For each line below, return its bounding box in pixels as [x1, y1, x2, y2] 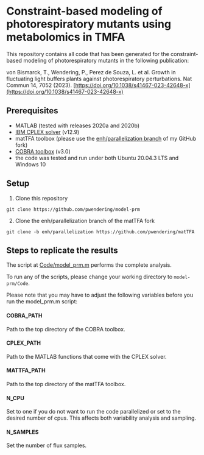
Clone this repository [15, 194, 68, 202]
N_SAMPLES [6, 428, 39, 436]
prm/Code [6, 281, 29, 287]
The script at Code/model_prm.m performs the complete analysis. [6, 261, 172, 269]
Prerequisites [6, 105, 58, 116]
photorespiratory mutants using [6, 17, 172, 31]
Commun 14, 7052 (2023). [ [6, 81, 76, 89]
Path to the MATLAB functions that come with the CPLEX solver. [6, 353, 167, 360]
